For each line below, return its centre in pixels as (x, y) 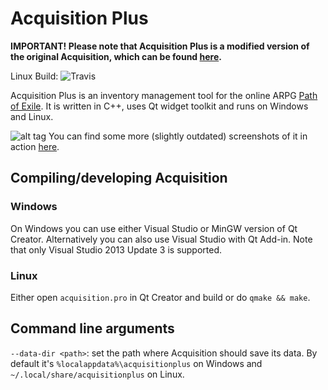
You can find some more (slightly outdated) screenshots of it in (178, 136)
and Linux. (32, 116)
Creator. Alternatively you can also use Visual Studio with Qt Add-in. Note (161, 239)
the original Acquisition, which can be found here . (116, 56)
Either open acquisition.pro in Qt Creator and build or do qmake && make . (160, 297)
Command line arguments (92, 328)
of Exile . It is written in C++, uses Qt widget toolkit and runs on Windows (159, 106)
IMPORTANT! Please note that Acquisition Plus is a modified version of (160, 46)
